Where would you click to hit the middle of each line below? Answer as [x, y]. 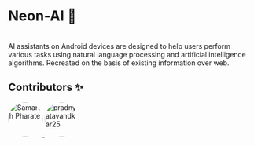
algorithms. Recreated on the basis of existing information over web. [119, 63]
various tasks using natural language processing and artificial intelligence [127, 54]
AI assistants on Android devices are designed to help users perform [119, 46]
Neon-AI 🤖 [42, 16]
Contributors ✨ [46, 88]
